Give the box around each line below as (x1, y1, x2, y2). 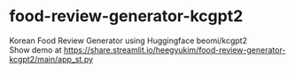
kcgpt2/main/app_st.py (9, 54, 94, 64)
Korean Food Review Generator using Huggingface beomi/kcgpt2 (9, 35, 248, 46)
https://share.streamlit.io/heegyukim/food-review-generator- (63, 44, 286, 55)
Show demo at (9, 44, 62, 55)
